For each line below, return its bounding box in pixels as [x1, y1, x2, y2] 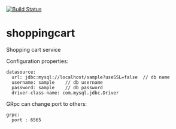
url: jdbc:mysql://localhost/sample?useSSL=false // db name [11, 74, 170, 80]
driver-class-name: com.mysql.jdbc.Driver [11, 90, 119, 96]
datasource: [6, 69, 36, 75]
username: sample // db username [11, 79, 103, 86]
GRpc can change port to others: [6, 100, 87, 107]
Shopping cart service [6, 46, 61, 53]
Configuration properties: [6, 57, 69, 65]
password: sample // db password [11, 84, 103, 90]
